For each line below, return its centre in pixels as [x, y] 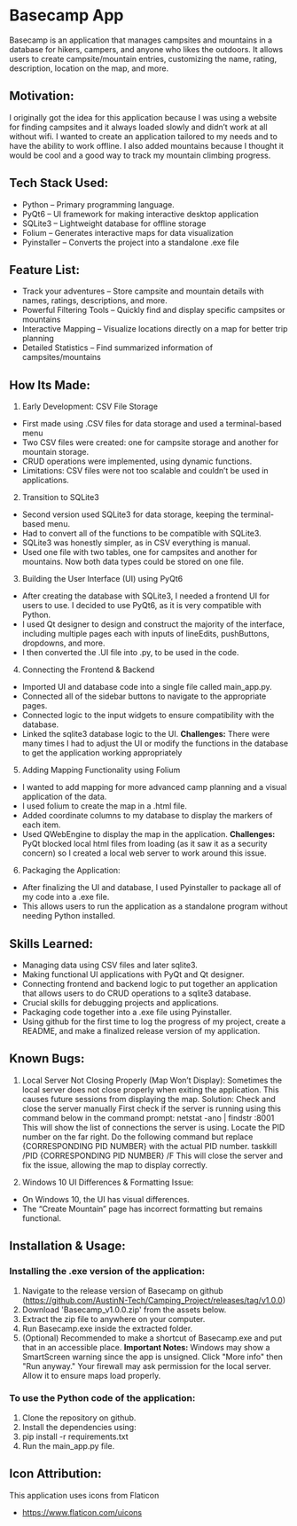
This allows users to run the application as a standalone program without [155, 906]
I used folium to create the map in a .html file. [105, 806]
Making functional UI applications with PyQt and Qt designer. [133, 974]
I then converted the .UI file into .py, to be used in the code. [130, 653]
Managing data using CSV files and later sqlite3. [109, 965]
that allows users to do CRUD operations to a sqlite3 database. [137, 993]
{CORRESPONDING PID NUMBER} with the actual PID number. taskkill [149, 1146]
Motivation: [42, 96]
